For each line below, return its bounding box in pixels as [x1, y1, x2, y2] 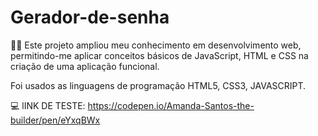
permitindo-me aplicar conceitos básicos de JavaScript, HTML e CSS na [10, 49, 309, 61]
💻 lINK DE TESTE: [10, 99, 86, 111]
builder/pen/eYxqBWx [10, 114, 101, 126]
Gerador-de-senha [10, 6, 170, 29]
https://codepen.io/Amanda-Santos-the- [87, 99, 255, 111]
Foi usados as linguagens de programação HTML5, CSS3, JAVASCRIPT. [10, 79, 307, 91]
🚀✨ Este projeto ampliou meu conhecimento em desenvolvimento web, [10, 39, 302, 51]
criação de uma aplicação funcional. [10, 60, 160, 72]
